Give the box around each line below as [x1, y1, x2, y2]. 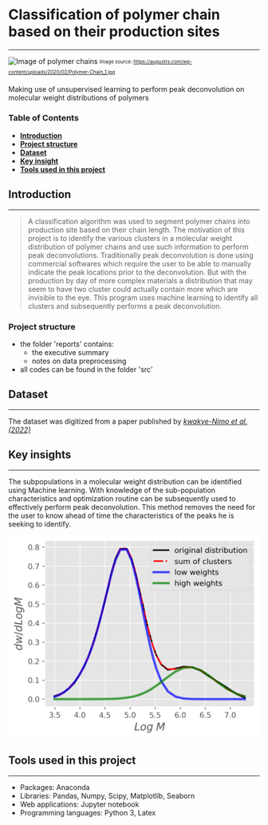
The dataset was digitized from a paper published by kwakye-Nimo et [8, 416, 238, 426]
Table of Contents [8, 112, 80, 124]
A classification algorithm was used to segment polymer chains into [27, 216, 250, 226]
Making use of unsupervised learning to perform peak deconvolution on [8, 84, 245, 93]
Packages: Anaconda [19, 782, 90, 791]
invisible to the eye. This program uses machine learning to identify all [27, 293, 258, 302]
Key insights [8, 448, 72, 462]
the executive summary [31, 347, 109, 357]
